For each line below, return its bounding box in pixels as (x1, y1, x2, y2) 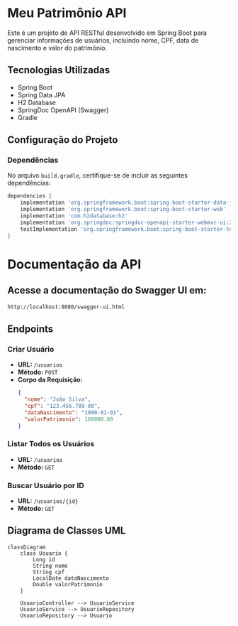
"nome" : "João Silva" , (24, 396, 91, 403)
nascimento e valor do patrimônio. (7, 43, 108, 52)
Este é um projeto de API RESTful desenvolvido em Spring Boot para (7, 28, 208, 37)
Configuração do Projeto (7, 134, 118, 146)
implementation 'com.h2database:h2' (20, 212, 129, 220)
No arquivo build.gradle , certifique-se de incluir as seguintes (7, 171, 188, 180)
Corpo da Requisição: (17, 375, 83, 384)
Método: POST (17, 368, 58, 377)
